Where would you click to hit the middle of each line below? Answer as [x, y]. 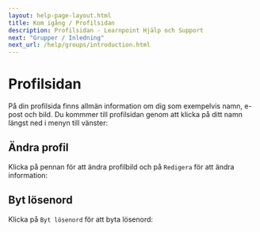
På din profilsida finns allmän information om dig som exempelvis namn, [126, 106]
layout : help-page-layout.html [60, 15]
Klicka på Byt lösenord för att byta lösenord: [80, 219]
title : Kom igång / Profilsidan [61, 23]
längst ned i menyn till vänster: [58, 123]
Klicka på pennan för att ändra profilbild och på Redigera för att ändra [121, 166]
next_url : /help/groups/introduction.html [79, 45]
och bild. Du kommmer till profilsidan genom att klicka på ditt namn [134, 115]
